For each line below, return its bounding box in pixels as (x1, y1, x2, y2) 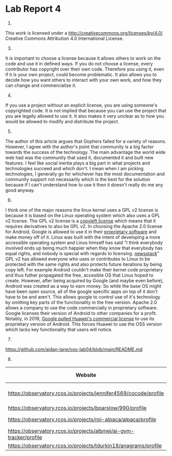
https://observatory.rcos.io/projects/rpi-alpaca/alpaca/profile (8, 416, 156, 423)
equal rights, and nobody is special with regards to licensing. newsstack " (5, 250, 160, 256)
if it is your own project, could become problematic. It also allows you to (5, 71, 157, 77)
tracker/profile (8, 434, 42, 441)
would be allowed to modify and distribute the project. (5, 118, 119, 124)
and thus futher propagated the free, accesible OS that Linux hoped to (5, 272, 154, 278)
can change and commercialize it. (5, 82, 77, 88)
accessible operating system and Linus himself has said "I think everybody (5, 239, 163, 245)
